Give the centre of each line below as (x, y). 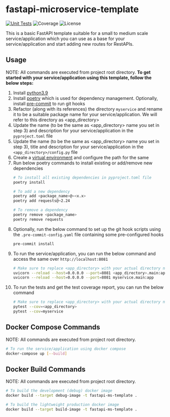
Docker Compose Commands (53, 327)
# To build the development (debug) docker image (59, 391)
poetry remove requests (38, 219)
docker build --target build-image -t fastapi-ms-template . (72, 409)
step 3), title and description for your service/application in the (78, 147)
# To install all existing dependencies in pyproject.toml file (82, 178)
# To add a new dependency (41, 191)
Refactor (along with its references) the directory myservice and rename (88, 109)
